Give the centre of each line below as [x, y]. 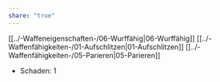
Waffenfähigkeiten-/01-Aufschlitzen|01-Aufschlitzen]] [96, 47]
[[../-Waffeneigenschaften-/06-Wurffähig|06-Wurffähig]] [102, 38]
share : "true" [32, 16]
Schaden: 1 [38, 70]
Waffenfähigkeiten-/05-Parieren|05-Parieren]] [84, 55]
